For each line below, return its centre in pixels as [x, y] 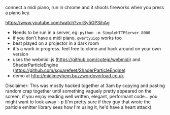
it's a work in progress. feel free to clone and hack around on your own [87, 49]
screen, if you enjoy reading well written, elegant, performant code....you [81, 96]
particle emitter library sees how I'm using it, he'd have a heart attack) [78, 107]
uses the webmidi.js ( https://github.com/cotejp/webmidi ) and [76, 60]
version [21, 54]
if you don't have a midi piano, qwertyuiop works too [67, 38]
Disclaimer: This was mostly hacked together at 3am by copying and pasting [85, 85]
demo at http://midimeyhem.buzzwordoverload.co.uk [68, 76]
